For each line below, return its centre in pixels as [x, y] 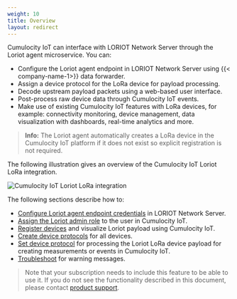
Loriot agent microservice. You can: [60, 55]
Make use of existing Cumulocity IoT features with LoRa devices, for [117, 107]
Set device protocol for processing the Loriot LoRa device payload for [120, 243]
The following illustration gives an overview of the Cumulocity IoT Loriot [112, 164]
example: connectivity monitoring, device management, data [106, 114]
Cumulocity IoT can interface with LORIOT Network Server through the [110, 48]
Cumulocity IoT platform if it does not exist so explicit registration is [123, 143]
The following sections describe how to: [66, 199]
